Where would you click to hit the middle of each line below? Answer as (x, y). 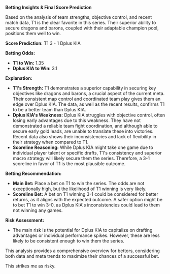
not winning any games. (38, 210)
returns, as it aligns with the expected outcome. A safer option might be (88, 200)
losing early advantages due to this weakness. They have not (77, 120)
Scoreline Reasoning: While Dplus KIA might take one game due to (83, 147)
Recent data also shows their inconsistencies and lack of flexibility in (84, 136)
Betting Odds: (20, 53)
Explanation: (19, 78)
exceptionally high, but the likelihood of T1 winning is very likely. (79, 189)
